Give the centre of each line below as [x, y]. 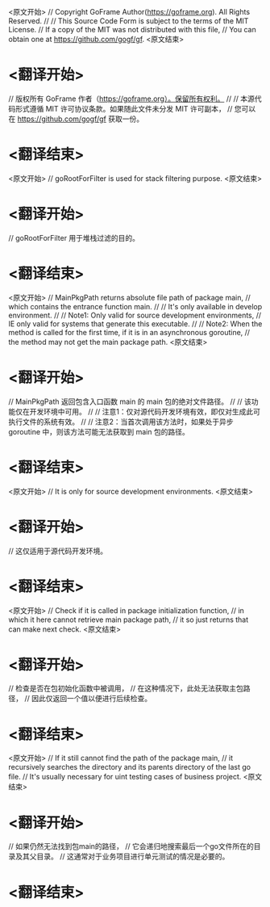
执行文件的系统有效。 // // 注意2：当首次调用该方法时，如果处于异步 [121, 422]
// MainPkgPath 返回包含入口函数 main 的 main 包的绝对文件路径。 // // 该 [130, 401]
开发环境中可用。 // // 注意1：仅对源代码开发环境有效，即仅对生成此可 [145, 411]
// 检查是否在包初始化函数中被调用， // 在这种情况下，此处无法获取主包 [126, 688]
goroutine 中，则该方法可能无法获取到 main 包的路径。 [99, 431]
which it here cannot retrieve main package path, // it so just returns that [129, 619]
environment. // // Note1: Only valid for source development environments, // [135, 315]
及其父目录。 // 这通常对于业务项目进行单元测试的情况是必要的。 [122, 857]
